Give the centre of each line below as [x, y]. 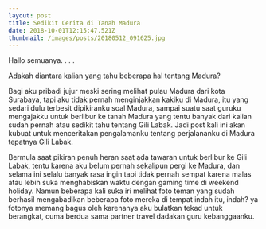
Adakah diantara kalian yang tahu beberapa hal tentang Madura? [114, 76]
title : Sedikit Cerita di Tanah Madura [74, 23]
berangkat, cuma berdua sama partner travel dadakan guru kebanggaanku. [131, 216]
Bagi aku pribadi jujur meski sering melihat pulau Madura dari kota [117, 91]
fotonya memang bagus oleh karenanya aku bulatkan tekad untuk [115, 208]
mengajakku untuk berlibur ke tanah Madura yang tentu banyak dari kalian [130, 117]
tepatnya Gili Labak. [41, 142]
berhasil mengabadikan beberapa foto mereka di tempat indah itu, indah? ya [133, 200]
